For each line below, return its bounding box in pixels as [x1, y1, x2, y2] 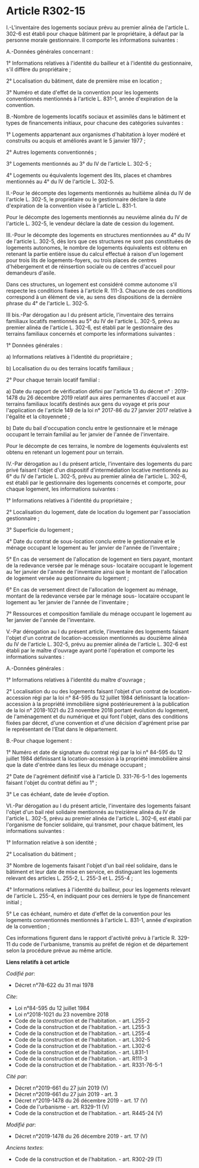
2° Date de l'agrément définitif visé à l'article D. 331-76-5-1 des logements [6, 772, 188, 779]
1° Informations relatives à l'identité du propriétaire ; [6, 497, 133, 504]
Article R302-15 [6, 4, 86, 18]
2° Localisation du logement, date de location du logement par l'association [6, 508, 191, 515]
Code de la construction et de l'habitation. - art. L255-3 [14, 1023, 150, 1030]
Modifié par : [6, 1121, 37, 1128]
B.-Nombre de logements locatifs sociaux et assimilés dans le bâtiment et [6, 113, 186, 120]
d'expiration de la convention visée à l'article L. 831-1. [6, 202, 137, 209]
